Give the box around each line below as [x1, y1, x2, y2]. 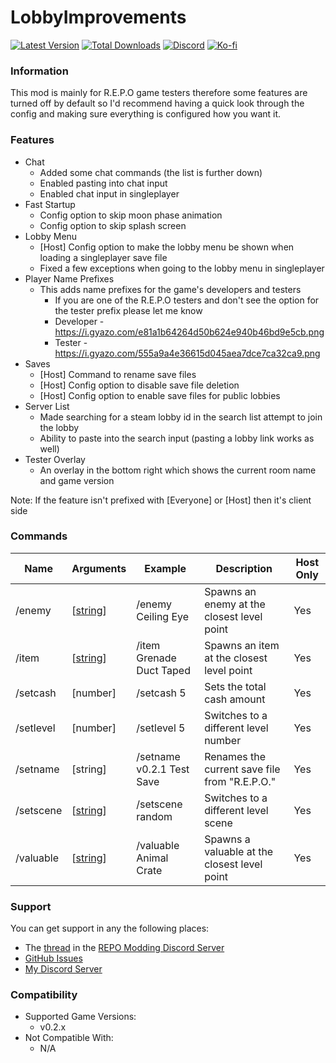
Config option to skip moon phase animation [39, 209, 223, 221]
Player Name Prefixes [24, 272, 115, 285]
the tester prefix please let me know [54, 304, 203, 316]
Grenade [136, 651, 177, 665]
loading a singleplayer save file [39, 251, 168, 263]
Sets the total [204, 679, 267, 693]
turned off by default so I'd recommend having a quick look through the [10, 97, 305, 110]
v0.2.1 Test [136, 762, 190, 776]
